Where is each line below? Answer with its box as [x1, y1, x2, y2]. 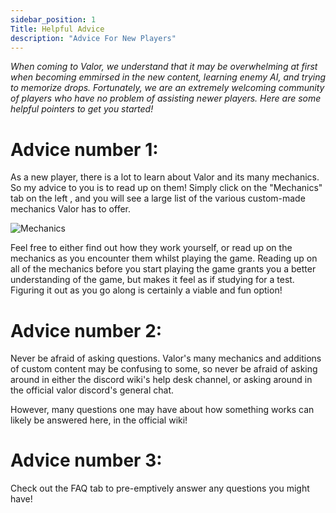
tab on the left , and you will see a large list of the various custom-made [10, 192, 306, 205]
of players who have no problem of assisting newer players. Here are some [10, 92, 322, 105]
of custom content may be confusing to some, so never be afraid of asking [10, 363, 318, 375]
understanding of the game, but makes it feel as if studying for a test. [10, 274, 295, 286]
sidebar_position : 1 [10, 14, 97, 25]
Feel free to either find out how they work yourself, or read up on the [10, 242, 293, 254]
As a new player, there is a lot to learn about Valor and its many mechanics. [10, 171, 320, 183]
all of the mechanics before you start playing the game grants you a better [10, 263, 317, 275]
